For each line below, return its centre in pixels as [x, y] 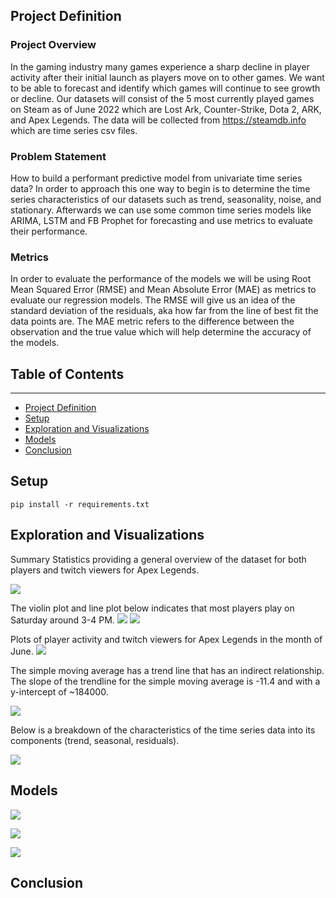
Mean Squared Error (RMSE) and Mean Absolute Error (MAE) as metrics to [163, 290]
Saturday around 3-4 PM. [62, 620]
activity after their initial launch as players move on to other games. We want [167, 77]
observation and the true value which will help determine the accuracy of [161, 332]
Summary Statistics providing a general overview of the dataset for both [158, 559]
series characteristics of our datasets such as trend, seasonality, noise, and [166, 199]
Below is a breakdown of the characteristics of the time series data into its [163, 730]
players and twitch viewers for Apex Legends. [105, 570]
